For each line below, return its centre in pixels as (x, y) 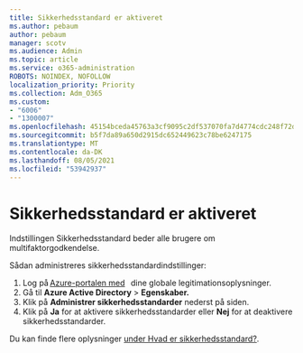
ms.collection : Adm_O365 (56, 93)
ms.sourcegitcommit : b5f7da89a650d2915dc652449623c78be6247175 (131, 135)
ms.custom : (30, 102)
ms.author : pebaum (44, 26)
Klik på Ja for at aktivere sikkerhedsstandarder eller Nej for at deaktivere (157, 311)
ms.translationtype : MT (54, 144)
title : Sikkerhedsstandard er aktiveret (87, 18)
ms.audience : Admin (46, 51)
